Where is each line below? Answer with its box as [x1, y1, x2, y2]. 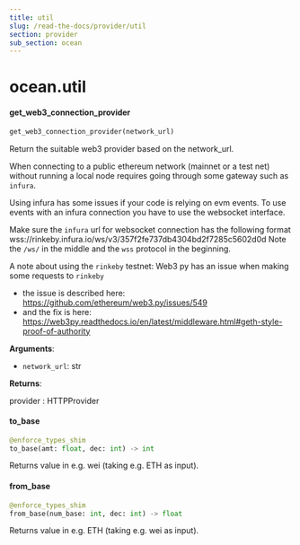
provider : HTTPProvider [9, 395, 100, 406]
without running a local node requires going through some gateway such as [9, 170, 289, 180]
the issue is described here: [22, 287, 126, 298]
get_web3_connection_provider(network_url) [9, 127, 175, 136]
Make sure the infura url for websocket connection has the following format [9, 224, 292, 234]
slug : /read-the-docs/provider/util [9, 22, 146, 31]
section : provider [9, 30, 78, 39]
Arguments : [9, 343, 56, 354]
